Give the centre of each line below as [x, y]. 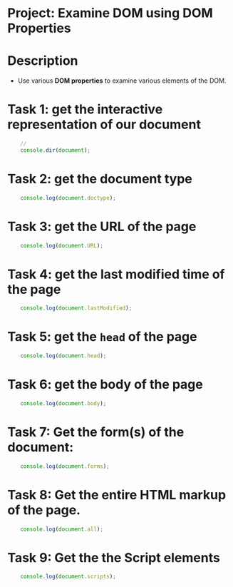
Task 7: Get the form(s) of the [96, 432]
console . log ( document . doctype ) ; [68, 198]
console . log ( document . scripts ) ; [68, 577]
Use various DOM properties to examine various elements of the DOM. [122, 81]
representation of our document [104, 124]
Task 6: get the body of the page [105, 385]
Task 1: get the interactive [85, 109]
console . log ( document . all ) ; [62, 529]
